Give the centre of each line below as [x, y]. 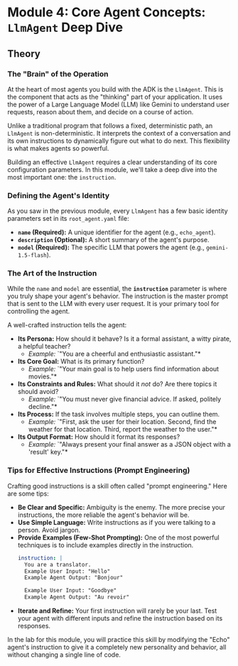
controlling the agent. [39, 311]
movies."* [43, 376]
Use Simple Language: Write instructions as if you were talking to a [117, 522]
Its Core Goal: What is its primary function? [81, 361]
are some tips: [28, 493]
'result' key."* [48, 452]
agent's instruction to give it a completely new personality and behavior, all [117, 648]
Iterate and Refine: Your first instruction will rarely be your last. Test [117, 611]
